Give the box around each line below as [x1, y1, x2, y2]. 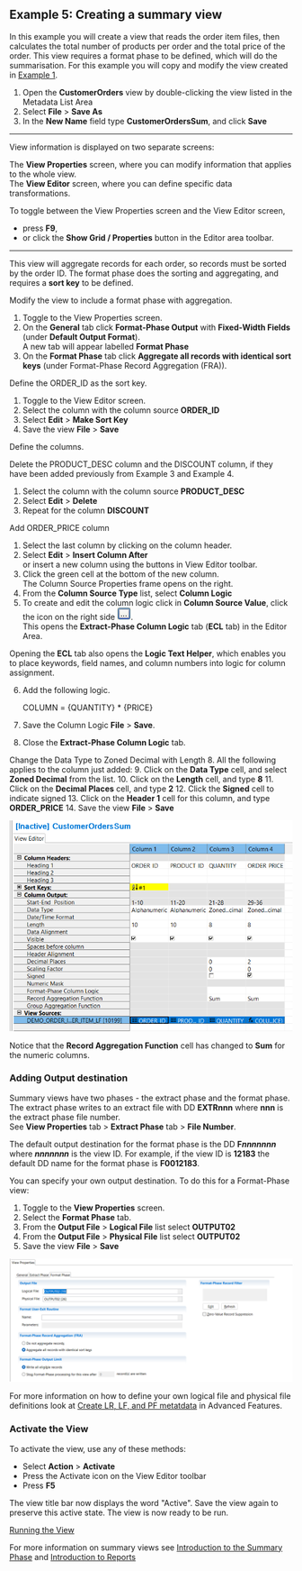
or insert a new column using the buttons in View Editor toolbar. [22, 559, 258, 570]
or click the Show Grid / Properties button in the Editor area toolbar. [22, 232, 274, 242]
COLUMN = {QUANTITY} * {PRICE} [22, 702, 154, 713]
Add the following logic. [22, 684, 111, 695]
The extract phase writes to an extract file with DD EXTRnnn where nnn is [9, 1101, 284, 1112]
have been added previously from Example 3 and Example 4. [9, 468, 235, 479]
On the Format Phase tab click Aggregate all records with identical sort [22, 351, 292, 361]
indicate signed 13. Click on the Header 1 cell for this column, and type [9, 792, 271, 803]
